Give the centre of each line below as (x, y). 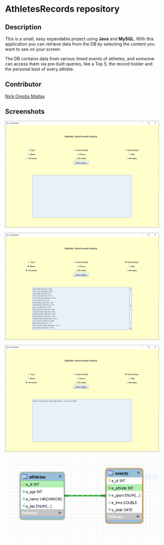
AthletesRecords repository (62, 9)
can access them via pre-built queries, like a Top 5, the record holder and (79, 64)
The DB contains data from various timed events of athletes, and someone (80, 59)
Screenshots (25, 112)
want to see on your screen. (33, 49)
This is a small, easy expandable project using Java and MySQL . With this (80, 39)
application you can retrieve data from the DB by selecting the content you (80, 44)
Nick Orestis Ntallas (25, 96)
